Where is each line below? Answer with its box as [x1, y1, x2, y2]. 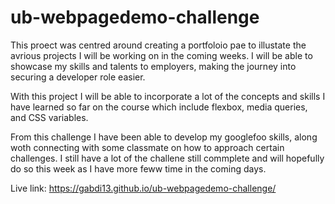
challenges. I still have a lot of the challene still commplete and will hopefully [10, 152, 325, 164]
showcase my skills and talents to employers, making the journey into [10, 60, 297, 72]
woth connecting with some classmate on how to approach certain [10, 141, 285, 153]
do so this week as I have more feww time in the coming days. [10, 162, 267, 175]
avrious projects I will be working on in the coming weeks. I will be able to [10, 49, 313, 61]
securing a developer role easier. [10, 71, 146, 83]
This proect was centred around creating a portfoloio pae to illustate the [10, 39, 307, 51]
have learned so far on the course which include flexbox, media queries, [10, 101, 308, 113]
